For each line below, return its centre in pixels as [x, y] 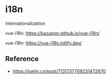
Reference [22, 59]
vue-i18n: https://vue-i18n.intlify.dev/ [44, 43]
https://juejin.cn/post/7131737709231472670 [59, 71]
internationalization [25, 23]
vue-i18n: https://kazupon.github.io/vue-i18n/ [52, 33]
